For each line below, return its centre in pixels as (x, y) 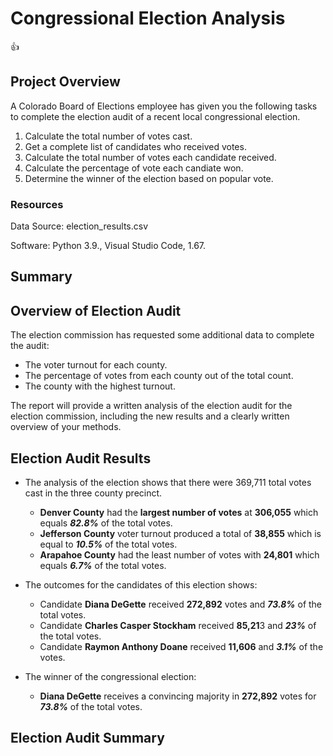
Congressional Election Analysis (148, 18)
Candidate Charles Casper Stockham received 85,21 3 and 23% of (178, 626)
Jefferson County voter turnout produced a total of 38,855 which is (180, 534)
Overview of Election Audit (96, 310)
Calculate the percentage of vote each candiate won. (134, 168)
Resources (37, 204)
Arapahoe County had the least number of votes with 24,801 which (179, 555)
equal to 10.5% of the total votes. (108, 544)
